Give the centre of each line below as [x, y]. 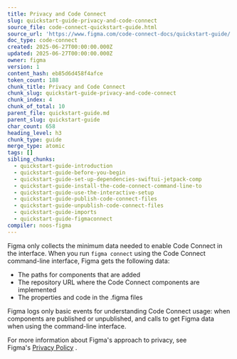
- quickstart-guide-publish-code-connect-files [86, 199]
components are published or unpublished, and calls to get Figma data [111, 318]
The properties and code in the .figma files [80, 297]
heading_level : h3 [35, 133]
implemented [37, 289]
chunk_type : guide [35, 139]
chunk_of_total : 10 [36, 107]
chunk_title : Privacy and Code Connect [67, 87]
